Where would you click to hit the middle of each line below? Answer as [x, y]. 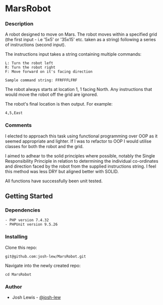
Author [14, 286]
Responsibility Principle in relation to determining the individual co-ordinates [82, 161]
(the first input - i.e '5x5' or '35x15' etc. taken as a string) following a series [81, 40]
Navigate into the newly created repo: [43, 265]
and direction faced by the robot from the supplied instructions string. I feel [81, 166]
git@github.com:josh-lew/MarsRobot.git [46, 256]
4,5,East [14, 113]
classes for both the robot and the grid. [44, 146]
